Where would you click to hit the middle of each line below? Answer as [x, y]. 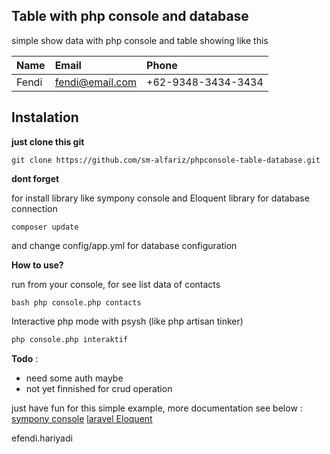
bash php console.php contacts [76, 302]
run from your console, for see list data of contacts [116, 284]
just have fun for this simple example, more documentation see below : [157, 408]
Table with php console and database [130, 16]
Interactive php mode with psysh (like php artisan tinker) [127, 321]
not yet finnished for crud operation [99, 388]
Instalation [45, 117]
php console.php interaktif [70, 339]
